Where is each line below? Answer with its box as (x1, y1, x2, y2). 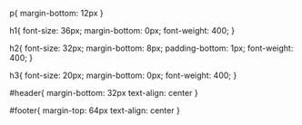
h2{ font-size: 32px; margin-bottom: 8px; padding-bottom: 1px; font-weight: (9, 43, 294, 53)
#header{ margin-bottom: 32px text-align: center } (9, 88, 198, 98)
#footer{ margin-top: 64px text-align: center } (9, 105, 180, 116)
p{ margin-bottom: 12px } (9, 8, 104, 18)
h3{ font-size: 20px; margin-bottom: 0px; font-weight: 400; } (9, 70, 237, 81)
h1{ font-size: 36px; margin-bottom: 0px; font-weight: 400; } (9, 25, 235, 35)
